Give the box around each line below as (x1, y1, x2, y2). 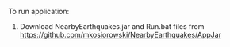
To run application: (8, 7, 70, 16)
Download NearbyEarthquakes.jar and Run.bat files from (19, 22, 205, 31)
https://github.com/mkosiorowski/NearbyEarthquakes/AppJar (19, 31, 222, 39)
